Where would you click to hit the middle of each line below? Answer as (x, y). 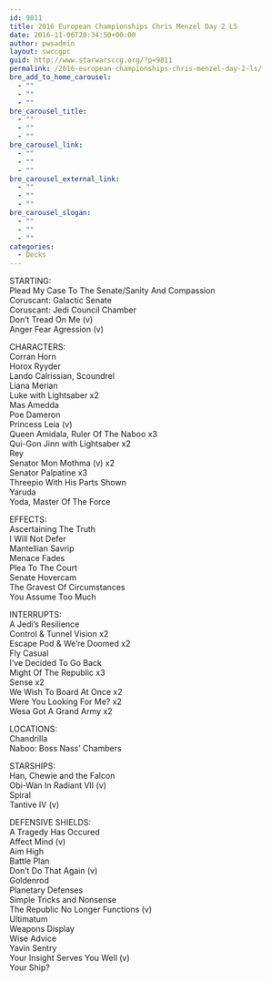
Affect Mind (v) (38, 842)
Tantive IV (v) (35, 805)
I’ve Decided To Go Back (55, 663)
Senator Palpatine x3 (49, 473)
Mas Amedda (34, 405)
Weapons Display (42, 929)
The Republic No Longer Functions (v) (81, 910)
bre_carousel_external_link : (65, 179)
